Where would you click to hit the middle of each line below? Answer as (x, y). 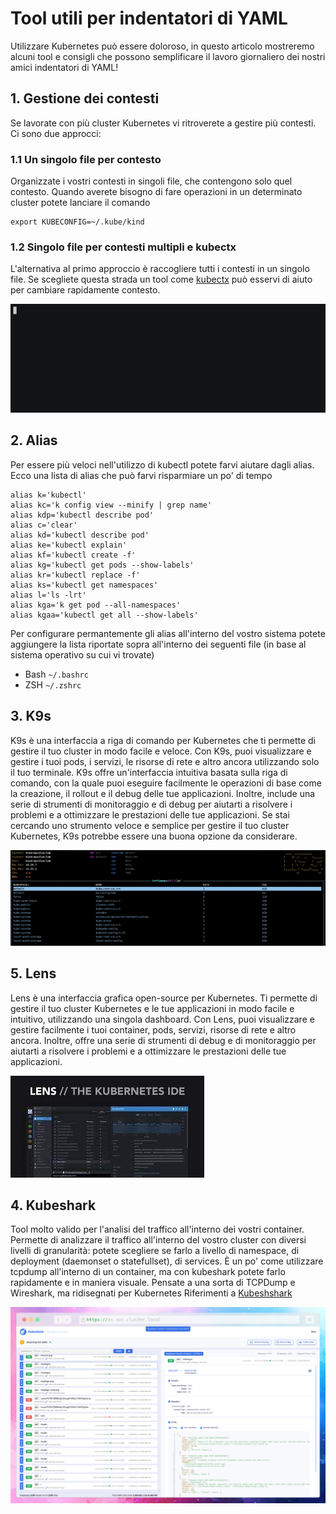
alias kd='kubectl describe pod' (80, 535)
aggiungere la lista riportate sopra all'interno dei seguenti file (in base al (158, 644)
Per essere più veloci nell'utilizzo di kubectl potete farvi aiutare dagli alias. (162, 464)
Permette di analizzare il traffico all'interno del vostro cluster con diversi (158, 1240)
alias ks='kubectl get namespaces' (84, 585)
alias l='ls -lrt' (48, 595)
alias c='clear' (44, 525)
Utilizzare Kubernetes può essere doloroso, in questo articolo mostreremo (162, 46)
